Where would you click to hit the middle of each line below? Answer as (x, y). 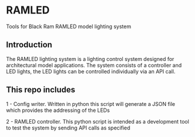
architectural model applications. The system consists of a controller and (94, 65)
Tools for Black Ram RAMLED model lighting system (69, 26)
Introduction (29, 45)
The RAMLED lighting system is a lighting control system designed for (90, 59)
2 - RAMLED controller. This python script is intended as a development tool (97, 121)
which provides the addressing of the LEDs (58, 110)
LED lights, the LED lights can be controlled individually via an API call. (91, 71)
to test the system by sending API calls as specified (68, 128)
